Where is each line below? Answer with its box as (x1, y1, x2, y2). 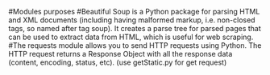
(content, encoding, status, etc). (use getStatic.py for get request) (8, 57, 227, 67)
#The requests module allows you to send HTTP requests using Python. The (8, 41, 262, 50)
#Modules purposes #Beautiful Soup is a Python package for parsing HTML (8, 7, 260, 16)
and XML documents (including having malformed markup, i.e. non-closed (8, 15, 255, 25)
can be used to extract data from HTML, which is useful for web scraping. (8, 32, 254, 41)
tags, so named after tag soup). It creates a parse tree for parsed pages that (8, 24, 262, 33)
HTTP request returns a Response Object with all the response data (8, 49, 233, 58)
